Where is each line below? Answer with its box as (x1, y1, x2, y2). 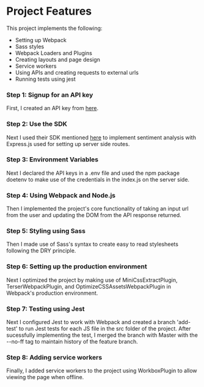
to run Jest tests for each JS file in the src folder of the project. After (18, 325, 191, 333)
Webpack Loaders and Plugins (15, 49, 93, 56)
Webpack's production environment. (6, 289, 98, 297)
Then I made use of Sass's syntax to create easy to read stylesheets (6, 240, 179, 248)
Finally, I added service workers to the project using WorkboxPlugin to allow (6, 367, 197, 374)
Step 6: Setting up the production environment (6, 262, 148, 271)
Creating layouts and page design (15, 56, 101, 63)
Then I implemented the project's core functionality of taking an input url (6, 205, 189, 212)
